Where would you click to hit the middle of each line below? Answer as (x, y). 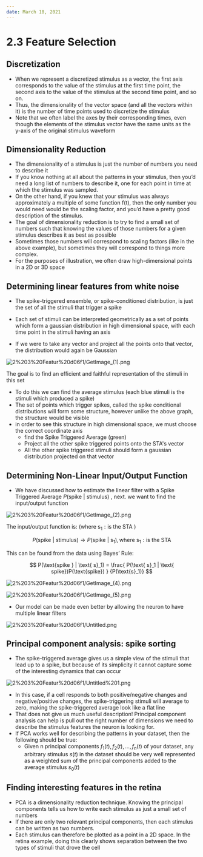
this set (15, 381)
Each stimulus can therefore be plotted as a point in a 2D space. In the (103, 835)
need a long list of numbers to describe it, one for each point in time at (103, 183)
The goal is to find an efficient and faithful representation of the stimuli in (97, 374)
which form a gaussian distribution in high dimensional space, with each (105, 326)
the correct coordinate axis (49, 431)
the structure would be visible (52, 418)
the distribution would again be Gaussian (66, 350)
